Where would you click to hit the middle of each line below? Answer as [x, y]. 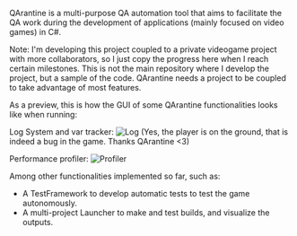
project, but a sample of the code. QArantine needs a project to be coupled [148, 78]
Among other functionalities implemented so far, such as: [115, 176]
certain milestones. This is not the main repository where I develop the [139, 68]
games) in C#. [35, 32]
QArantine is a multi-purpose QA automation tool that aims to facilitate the [146, 13]
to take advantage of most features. [75, 87]
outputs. [38, 222]
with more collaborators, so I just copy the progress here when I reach [139, 59]
